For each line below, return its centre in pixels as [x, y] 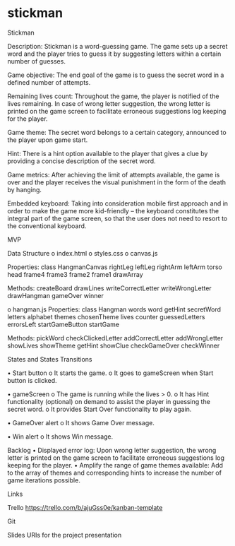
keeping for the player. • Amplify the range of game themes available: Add [115, 465]
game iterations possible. [44, 480]
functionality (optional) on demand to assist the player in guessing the [109, 401]
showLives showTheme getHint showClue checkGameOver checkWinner [114, 345]
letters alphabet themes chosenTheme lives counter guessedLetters [106, 316]
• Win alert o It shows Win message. [60, 437]
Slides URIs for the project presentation [65, 535]
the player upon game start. [48, 140]
